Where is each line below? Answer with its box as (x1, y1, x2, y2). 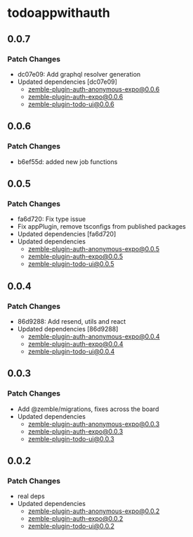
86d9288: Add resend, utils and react (17, 317, 126, 325)
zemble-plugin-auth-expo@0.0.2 (27, 514, 124, 523)
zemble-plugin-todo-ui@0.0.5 (27, 260, 114, 268)
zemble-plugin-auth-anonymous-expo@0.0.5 (27, 245, 160, 253)
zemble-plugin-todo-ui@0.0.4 (27, 347, 115, 355)
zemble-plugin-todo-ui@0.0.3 (27, 434, 114, 443)
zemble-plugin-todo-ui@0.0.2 (27, 522, 114, 531)
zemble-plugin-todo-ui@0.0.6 (27, 100, 114, 108)
